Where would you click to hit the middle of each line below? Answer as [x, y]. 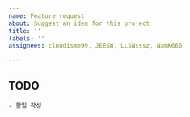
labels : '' [27, 38]
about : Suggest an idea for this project [79, 23]
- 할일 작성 [25, 106]
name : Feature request [46, 16]
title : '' [25, 31]
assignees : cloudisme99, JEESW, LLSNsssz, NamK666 [95, 46]
